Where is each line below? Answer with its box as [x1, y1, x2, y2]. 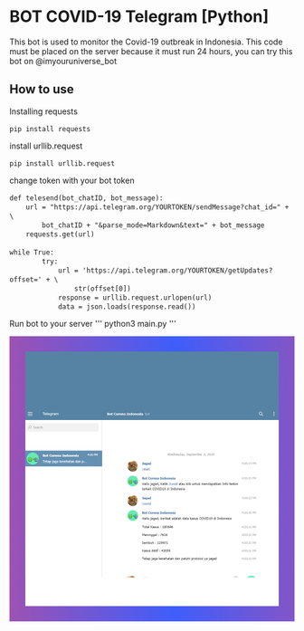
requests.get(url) [25, 229, 95, 239]
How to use [9, 81, 74, 97]
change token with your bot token [9, 175, 135, 186]
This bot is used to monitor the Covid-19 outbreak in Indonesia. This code [9, 36, 283, 47]
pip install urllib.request [9, 158, 116, 168]
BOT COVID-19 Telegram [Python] [9, 6, 270, 27]
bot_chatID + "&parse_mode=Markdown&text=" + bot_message [42, 220, 265, 230]
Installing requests [9, 106, 79, 117]
